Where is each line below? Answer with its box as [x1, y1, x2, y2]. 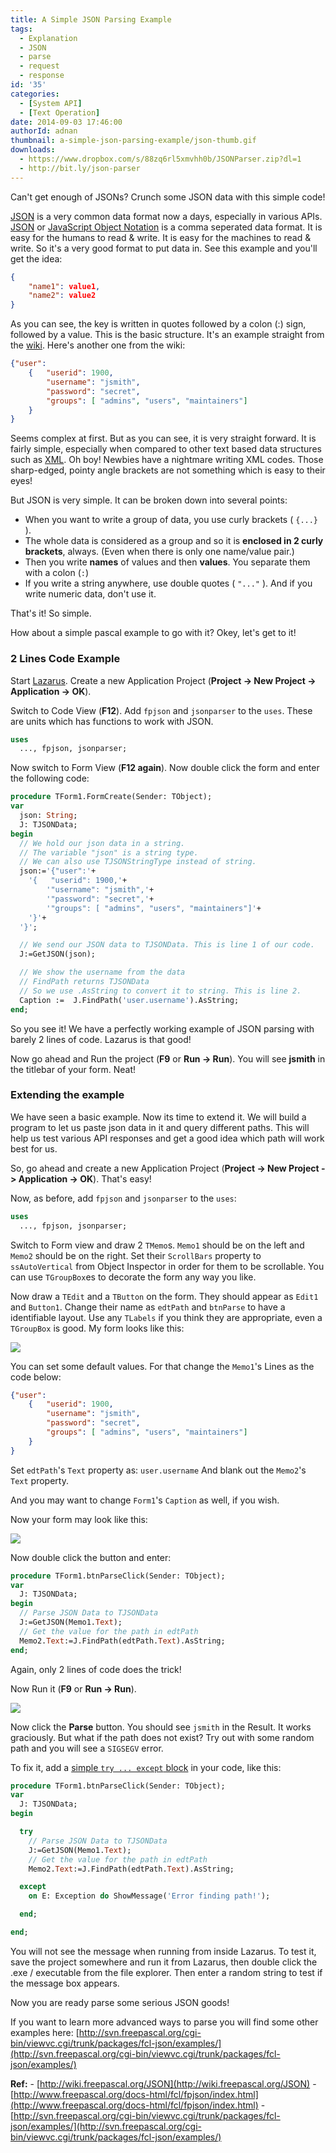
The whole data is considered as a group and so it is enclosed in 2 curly [24, 535, 324, 547]
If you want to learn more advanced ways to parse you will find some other [10, 2016, 319, 2028]
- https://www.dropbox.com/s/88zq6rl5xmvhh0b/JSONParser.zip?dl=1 [19, 154, 302, 164]
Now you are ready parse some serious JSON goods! [10, 1996, 230, 2008]
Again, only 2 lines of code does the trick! [10, 1663, 182, 1675]
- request [19, 61, 60, 71]
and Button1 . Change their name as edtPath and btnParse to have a [10, 1301, 286, 1313]
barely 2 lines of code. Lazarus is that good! [10, 1033, 192, 1045]
